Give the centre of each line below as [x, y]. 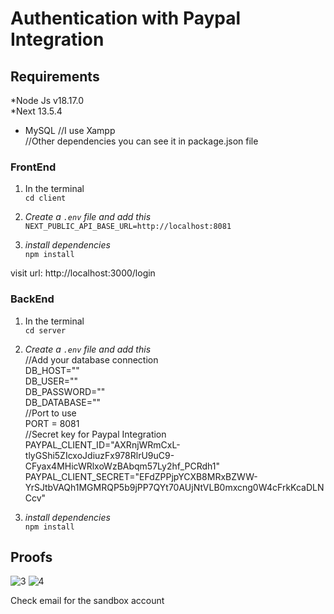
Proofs [31, 557]
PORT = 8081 [52, 423]
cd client [45, 198]
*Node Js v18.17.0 [47, 100]
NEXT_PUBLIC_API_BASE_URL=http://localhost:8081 [128, 227]
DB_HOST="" [52, 370]
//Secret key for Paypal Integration [95, 434]
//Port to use [50, 413]
